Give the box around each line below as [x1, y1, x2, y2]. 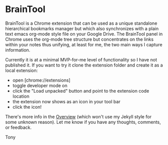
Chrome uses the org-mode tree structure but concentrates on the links [5, 36, 154, 42]
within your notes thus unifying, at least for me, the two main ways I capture [5, 41, 162, 47]
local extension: [5, 67, 38, 74]
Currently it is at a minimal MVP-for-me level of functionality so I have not [5, 56, 157, 62]
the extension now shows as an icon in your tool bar [12, 98, 121, 104]
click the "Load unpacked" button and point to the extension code [12, 88, 149, 94]
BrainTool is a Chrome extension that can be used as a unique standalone [5, 20, 157, 26]
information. [5, 47, 31, 53]
